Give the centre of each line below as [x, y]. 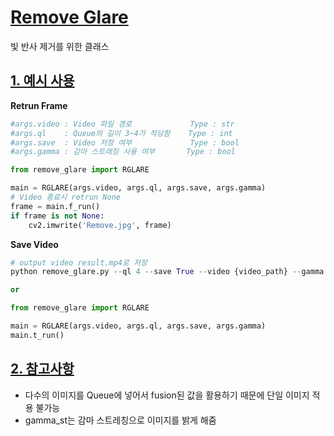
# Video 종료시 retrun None [65, 197]
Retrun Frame [39, 105]
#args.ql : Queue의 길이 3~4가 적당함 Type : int [121, 133]
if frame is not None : [57, 216]
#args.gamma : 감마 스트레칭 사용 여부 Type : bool [123, 152]
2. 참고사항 [42, 369]
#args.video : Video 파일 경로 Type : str [122, 124]
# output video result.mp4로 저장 [79, 262]
